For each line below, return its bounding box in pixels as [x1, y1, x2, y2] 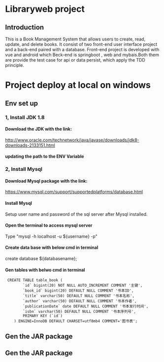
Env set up [5, 99, 38, 107]
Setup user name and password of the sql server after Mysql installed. [5, 211, 148, 217]
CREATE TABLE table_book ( [7, 278, 63, 283]
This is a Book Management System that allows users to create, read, [5, 36, 146, 42]
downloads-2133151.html [5, 142, 55, 148]
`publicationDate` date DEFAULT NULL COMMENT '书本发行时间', [23, 304, 149, 309]
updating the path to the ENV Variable [5, 154, 84, 160]
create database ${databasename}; [5, 256, 77, 262]
